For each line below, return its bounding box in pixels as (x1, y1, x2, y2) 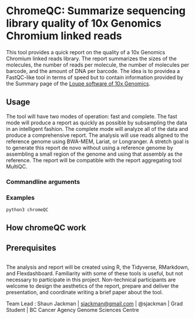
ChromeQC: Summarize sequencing (6, 4, 186, 18)
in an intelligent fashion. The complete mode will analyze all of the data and (6, 125, 189, 132)
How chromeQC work (6, 223, 86, 233)
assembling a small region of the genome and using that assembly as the (6, 150, 183, 157)
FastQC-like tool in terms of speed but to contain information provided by (6, 74, 183, 81)
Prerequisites (6, 243, 56, 253)
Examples (6, 193, 35, 202)
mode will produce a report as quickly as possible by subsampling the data (6, 119, 187, 126)
